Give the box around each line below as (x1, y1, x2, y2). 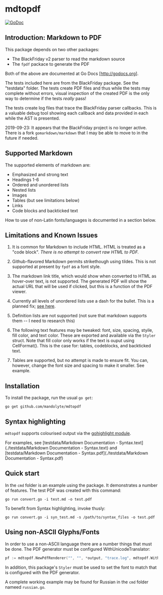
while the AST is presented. (5, 115, 60, 121)
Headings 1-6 (12, 177, 39, 182)
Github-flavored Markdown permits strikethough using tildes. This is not (12, 259, 156, 265)
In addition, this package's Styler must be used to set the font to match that (5, 564, 157, 570)
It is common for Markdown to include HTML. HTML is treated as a (12, 244, 146, 250)
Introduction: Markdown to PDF (5, 34, 102, 42)
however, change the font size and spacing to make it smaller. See (12, 362, 145, 368)
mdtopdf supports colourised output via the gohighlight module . (5, 431, 131, 436)
